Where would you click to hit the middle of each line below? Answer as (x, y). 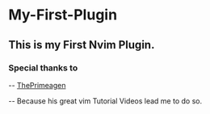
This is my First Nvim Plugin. (82, 45)
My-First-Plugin (63, 15)
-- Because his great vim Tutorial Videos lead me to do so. (105, 101)
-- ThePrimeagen (37, 85)
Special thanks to (43, 68)
